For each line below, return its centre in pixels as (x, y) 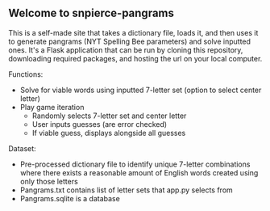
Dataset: (22, 148)
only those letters (49, 181)
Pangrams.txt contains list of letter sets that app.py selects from (127, 190)
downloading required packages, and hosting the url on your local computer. (135, 58)
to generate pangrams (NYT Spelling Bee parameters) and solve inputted (130, 41)
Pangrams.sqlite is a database (70, 198)
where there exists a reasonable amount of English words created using (139, 172)
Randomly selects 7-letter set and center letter (109, 116)
